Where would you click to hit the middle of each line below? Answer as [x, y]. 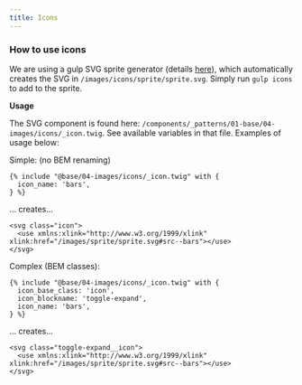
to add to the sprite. [46, 88]
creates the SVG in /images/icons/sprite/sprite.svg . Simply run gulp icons [151, 79]
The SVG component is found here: [75, 123]
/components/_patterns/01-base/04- [209, 124]
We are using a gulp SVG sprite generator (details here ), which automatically [151, 69]
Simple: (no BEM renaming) [60, 160]
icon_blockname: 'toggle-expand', [82, 298]
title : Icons [34, 18]
